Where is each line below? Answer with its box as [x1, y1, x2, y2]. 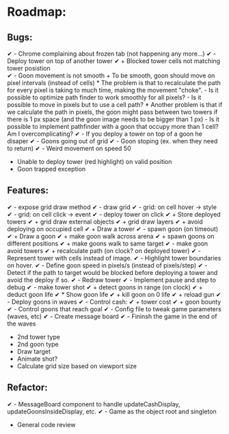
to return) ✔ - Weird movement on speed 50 [7, 145, 131, 152]
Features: [7, 184, 49, 196]
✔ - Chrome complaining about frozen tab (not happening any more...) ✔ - [7, 49, 217, 58]
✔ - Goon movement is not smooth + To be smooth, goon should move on [7, 71, 215, 80]
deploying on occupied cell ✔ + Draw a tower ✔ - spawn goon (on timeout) [7, 224, 219, 233]
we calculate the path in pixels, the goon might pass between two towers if [7, 108, 218, 116]
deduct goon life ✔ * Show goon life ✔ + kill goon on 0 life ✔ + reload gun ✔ [7, 290, 221, 298]
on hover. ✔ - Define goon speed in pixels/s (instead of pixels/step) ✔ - [7, 261, 208, 269]
